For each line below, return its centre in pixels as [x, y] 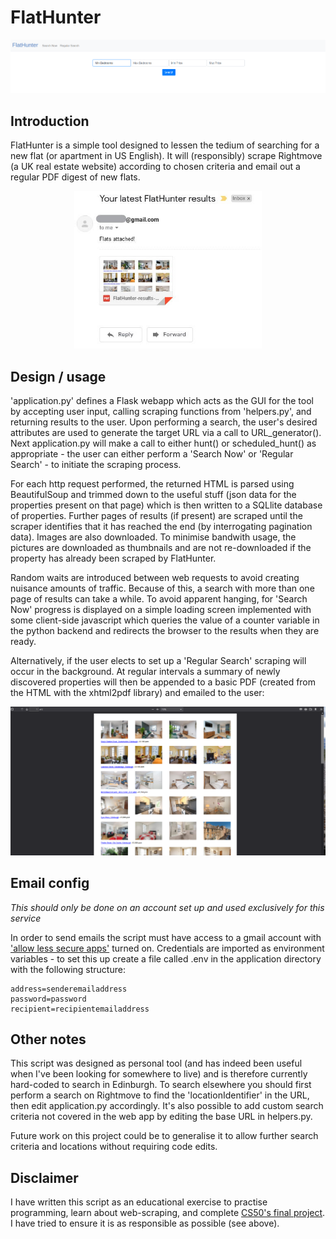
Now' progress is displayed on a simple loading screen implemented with [161, 610]
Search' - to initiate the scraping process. [96, 465]
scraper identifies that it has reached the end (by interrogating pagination [161, 527]
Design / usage [58, 376]
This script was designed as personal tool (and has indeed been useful [156, 1063]
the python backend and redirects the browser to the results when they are [165, 631]
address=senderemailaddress [69, 989]
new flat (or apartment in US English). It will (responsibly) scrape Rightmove [166, 155]
